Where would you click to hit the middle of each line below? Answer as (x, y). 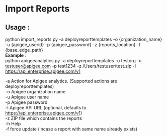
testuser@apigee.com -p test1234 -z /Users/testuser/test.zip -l (71, 66)
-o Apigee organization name (35, 92)
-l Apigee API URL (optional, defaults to (46, 108)
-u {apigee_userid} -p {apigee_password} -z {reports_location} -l (73, 45)
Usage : (18, 27)
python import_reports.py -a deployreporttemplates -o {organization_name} (84, 39)
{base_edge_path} (24, 50)
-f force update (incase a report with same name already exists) (71, 129)
